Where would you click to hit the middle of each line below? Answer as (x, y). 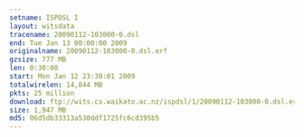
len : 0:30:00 (34, 68)
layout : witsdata (42, 26)
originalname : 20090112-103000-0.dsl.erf (89, 51)
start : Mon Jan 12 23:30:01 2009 (72, 77)
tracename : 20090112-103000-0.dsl (75, 34)
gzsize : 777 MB (38, 59)
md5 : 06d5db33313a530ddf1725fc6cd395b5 (85, 118)
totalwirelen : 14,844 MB (56, 85)
